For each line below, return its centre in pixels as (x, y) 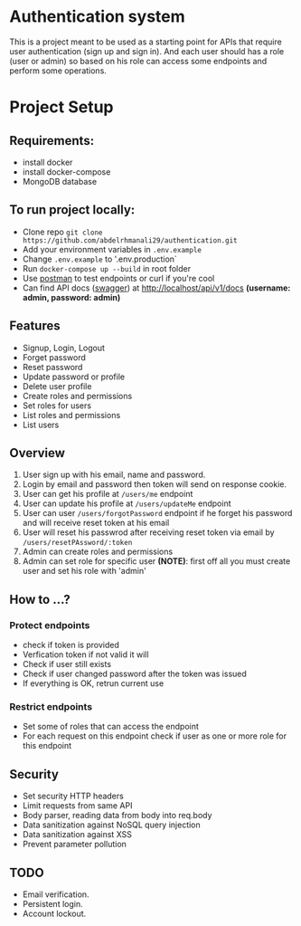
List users (41, 425)
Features (35, 326)
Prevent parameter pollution (74, 845)
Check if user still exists (66, 664)
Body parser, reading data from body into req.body (117, 816)
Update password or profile (73, 377)
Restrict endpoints (51, 706)
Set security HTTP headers (73, 796)
